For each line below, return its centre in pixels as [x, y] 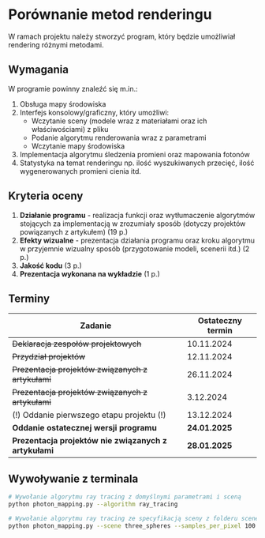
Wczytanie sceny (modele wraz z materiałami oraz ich [119, 121]
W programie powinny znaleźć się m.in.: [73, 88]
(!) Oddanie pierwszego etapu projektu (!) [89, 415]
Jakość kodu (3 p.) [51, 265]
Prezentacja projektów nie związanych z [90, 441]
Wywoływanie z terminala [73, 478]
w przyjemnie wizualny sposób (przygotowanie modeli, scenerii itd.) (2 [134, 248]
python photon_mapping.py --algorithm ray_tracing [93, 504]
